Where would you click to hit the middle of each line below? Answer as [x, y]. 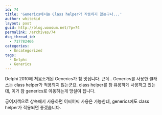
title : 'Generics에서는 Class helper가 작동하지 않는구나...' [64, 14]
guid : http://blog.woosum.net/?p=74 [42, 28]
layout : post [18, 23]
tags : [11, 55]
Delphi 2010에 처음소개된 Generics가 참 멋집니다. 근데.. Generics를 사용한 [77, 79]
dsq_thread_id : [21, 37]
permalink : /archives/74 [30, 32]
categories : [17, 46]
